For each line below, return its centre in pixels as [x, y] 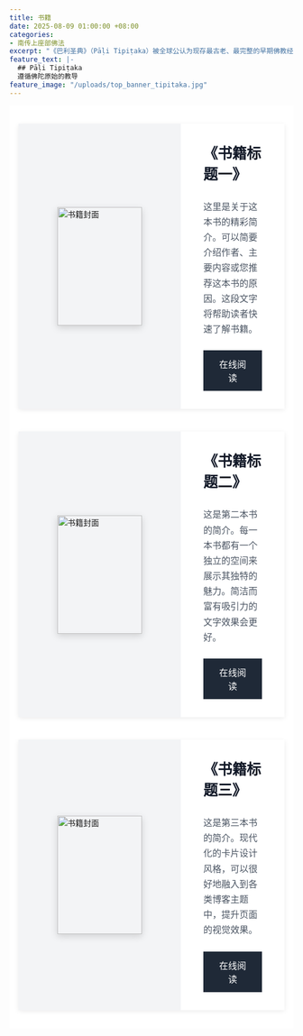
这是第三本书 [231, 823]
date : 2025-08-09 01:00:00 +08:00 [74, 26]
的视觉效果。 [231, 930]
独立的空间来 [231, 560]
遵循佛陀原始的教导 [48, 77]
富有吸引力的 [231, 607]
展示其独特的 [231, 576]
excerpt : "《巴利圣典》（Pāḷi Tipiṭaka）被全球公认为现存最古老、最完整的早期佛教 [148, 51]
